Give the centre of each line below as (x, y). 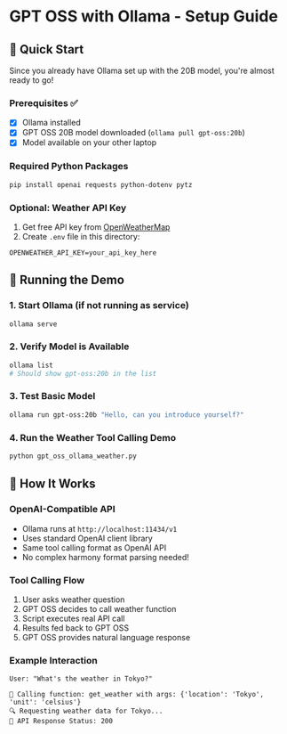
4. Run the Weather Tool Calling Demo (93, 437)
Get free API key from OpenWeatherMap (96, 227)
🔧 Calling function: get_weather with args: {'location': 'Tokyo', (137, 695)
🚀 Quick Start (47, 49)
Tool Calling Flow (47, 580)
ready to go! (32, 80)
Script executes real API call (73, 618)
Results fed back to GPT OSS (76, 628)
